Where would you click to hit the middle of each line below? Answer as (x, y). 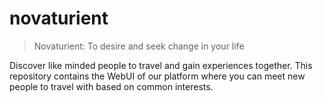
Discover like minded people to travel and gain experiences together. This (161, 65)
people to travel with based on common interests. (111, 86)
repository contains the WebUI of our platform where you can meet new (157, 76)
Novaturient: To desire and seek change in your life (139, 46)
